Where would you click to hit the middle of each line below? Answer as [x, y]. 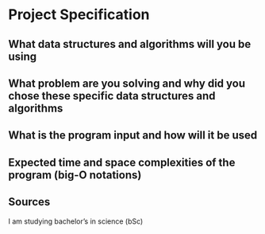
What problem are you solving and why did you [127, 83]
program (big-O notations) [75, 175]
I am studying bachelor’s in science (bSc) [76, 221]
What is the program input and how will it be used [133, 136]
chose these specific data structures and [112, 96]
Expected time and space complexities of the [122, 162]
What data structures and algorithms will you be [130, 44]
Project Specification [79, 15]
